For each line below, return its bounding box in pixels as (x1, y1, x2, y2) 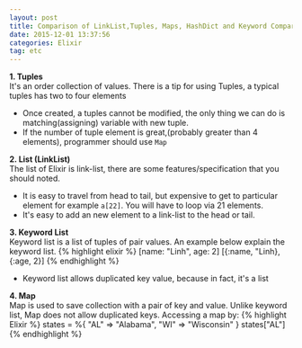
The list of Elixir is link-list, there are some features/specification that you (9, 164, 280, 174)
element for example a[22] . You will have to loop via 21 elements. (22, 200, 263, 211)
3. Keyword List (9, 227, 69, 238)
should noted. (9, 173, 61, 184)
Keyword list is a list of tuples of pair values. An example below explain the (9, 236, 286, 247)
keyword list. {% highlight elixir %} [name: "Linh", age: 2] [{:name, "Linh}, (9, 246, 280, 257)
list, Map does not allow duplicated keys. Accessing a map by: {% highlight (9, 309, 288, 320)
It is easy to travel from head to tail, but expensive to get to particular (22, 191, 279, 201)
